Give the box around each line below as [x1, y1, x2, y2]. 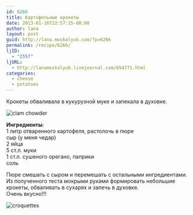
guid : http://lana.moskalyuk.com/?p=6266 [6, 37, 111, 43]
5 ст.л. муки [6, 147, 37, 154]
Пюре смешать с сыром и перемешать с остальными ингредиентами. [6, 171, 188, 178]
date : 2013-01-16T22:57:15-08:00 [6, 20, 90, 26]
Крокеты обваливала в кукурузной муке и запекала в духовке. [6, 98, 168, 105]
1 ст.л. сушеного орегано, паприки [6, 153, 95, 160]
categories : [6, 70, 36, 76]
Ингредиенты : [6, 121, 44, 128]
